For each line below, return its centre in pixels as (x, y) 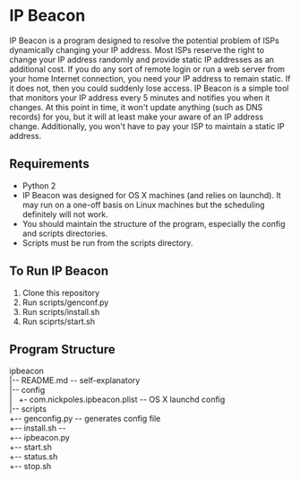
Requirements (49, 164)
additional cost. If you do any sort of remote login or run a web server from (147, 69)
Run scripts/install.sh (61, 311)
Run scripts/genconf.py (65, 302)
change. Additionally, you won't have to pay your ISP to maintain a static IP (147, 126)
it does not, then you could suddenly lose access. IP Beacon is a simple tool (149, 88)
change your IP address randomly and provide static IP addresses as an (142, 59)
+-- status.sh (34, 457)
